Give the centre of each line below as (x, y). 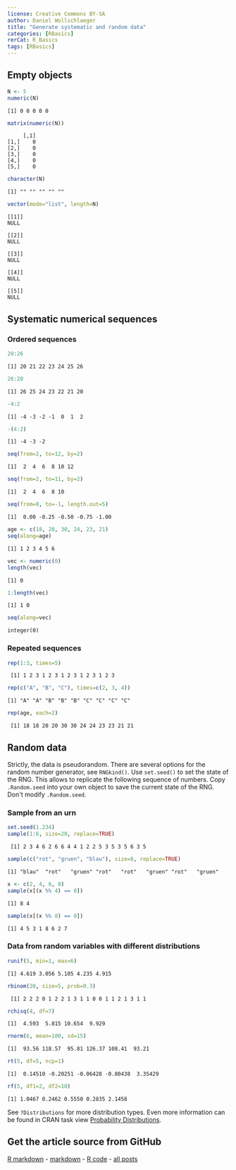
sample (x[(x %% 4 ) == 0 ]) (45, 890)
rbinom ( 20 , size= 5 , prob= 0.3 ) (52, 986)
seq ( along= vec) (30, 618)
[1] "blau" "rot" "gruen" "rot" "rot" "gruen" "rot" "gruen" (113, 872)
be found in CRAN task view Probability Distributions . (85, 1120)
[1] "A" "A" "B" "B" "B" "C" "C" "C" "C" (69, 701)
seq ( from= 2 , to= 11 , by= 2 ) (45, 479)
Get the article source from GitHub (85, 1142)
